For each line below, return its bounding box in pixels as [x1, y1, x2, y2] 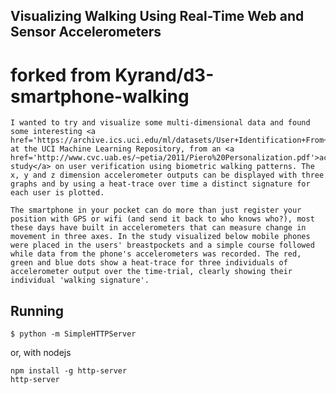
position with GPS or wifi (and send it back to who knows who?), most [10, 214, 315, 224]
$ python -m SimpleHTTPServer [10, 329, 137, 339]
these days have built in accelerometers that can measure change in [10, 223, 307, 233]
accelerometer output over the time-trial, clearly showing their [10, 267, 293, 277]
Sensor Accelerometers [10, 24, 162, 41]
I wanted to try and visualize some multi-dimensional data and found [10, 118, 311, 128]
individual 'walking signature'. [10, 275, 150, 286]
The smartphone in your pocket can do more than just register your [10, 205, 302, 216]
